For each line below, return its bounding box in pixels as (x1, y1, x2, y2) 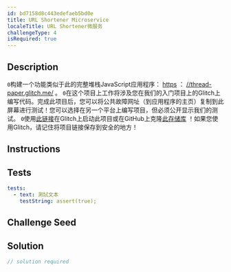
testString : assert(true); (19, 197, 97, 205)
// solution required (7, 258, 69, 265)
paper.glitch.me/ (7, 89, 54, 97)
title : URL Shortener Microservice (7, 16, 109, 23)
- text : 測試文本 (13, 192, 59, 199)
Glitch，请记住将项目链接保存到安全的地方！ (12, 123, 138, 131)
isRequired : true (7, 36, 57, 43)
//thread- (186, 80, 212, 88)
